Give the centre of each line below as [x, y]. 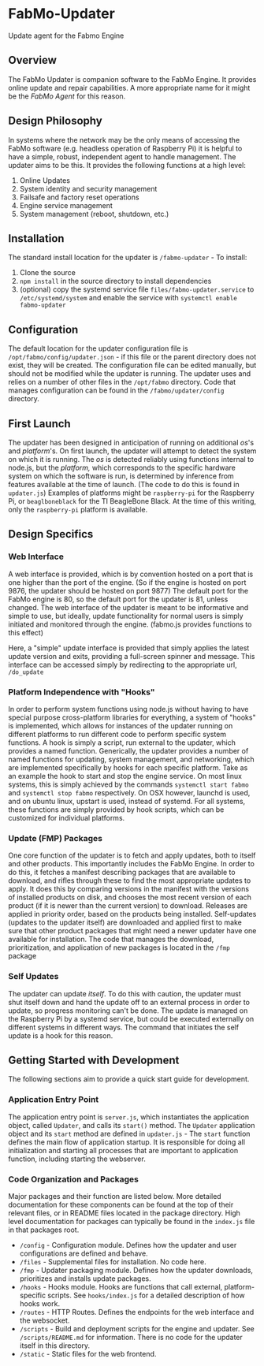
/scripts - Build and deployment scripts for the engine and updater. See [137, 1328]
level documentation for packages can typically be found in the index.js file [132, 1221]
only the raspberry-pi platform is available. [78, 510]
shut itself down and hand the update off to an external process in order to [129, 1002]
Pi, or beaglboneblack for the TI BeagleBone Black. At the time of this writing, [132, 501]
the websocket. [45, 1320]
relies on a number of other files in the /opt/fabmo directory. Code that [122, 382]
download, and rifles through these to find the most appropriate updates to [130, 880]
